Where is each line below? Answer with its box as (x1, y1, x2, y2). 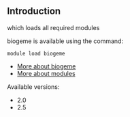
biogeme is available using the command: (7, 37, 124, 45)
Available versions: (7, 82, 60, 91)
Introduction (7, 5, 61, 17)
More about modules (16, 69, 76, 77)
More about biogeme (16, 62, 76, 70)
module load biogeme (7, 50, 66, 57)
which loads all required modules (7, 23, 100, 31)
